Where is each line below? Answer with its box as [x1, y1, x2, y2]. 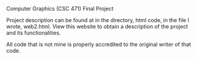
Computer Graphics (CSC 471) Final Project [6, 5, 114, 12]
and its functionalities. [6, 29, 61, 36]
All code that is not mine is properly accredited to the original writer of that [6, 41, 192, 48]
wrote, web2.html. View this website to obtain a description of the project [6, 23, 188, 30]
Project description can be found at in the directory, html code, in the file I [6, 17, 190, 23]
